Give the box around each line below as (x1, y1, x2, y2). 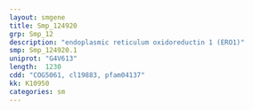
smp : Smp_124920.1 (9, 46, 78, 55)
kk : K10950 (9, 79, 50, 88)
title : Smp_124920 (9, 21, 78, 30)
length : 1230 (9, 63, 62, 72)
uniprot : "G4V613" (9, 54, 78, 63)
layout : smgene (9, 12, 66, 22)
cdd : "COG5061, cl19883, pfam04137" (9, 71, 145, 80)
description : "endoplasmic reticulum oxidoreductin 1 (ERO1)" (9, 37, 245, 47)
